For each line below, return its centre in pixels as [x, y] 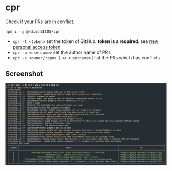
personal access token [37, 47]
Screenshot [24, 74]
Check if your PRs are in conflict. [40, 22]
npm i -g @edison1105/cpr [33, 31]
